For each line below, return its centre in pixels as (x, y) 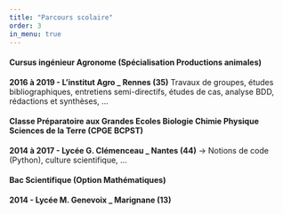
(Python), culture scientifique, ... (68, 160)
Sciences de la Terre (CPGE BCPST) (77, 131)
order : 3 (25, 26)
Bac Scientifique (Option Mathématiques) (88, 180)
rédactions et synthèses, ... (59, 101)
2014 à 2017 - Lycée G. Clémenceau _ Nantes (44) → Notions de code (139, 150)
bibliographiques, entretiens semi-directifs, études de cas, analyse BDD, (141, 91)
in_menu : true (36, 34)
